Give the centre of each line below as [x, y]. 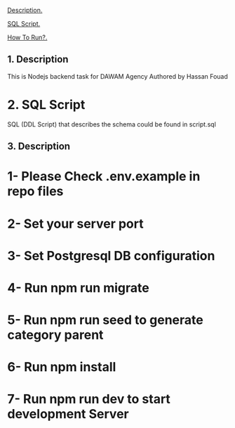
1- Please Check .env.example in [104, 177]
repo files [35, 192]
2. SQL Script [46, 105]
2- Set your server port [75, 223]
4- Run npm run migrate [78, 288]
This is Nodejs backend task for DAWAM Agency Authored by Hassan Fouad [117, 76]
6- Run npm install [62, 367]
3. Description [39, 147]
